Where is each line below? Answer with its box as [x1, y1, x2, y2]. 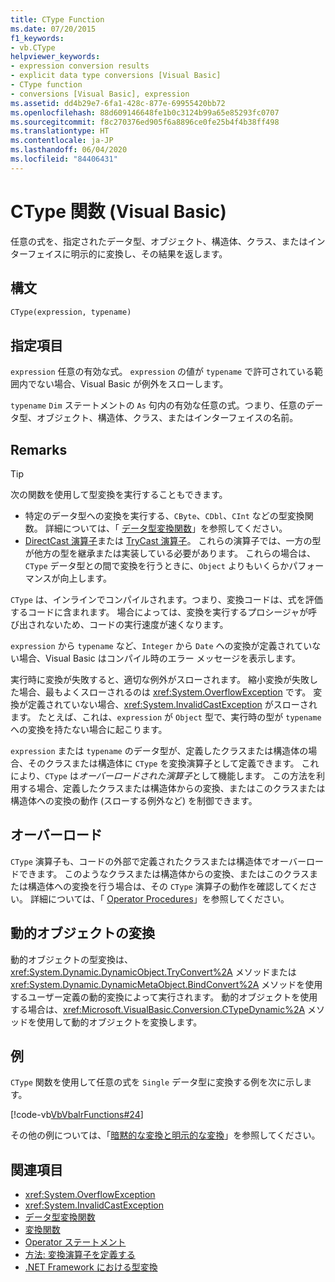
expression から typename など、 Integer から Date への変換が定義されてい [10, 640, 313, 651]
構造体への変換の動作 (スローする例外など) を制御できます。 [10, 795, 258, 806]
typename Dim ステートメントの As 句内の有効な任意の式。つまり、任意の [10, 399, 307, 411]
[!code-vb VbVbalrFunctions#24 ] [10, 1109, 144, 1121]
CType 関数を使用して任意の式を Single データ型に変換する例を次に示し [10, 1076, 304, 1088]
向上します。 [59, 572, 113, 584]
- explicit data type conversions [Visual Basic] [10, 71, 222, 81]
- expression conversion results [10, 61, 150, 71]
